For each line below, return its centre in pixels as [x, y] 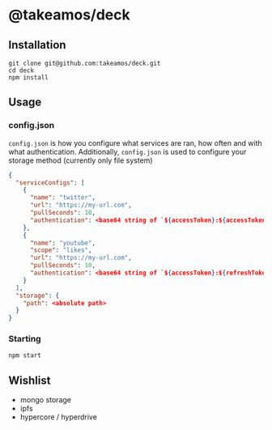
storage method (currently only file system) [81, 160]
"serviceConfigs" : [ [50, 183]
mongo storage [45, 400]
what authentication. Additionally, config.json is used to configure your [127, 151]
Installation [37, 45]
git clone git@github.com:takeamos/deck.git [85, 63]
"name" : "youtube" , [62, 243]
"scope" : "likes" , [61, 250]
